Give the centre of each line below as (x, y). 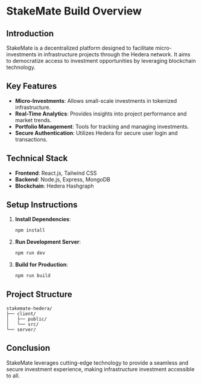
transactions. (31, 139)
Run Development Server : (48, 242)
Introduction (30, 34)
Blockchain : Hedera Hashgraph (54, 186)
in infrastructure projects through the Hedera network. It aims (114, 54)
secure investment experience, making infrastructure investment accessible (100, 369)
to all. (13, 376)
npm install (30, 230)
